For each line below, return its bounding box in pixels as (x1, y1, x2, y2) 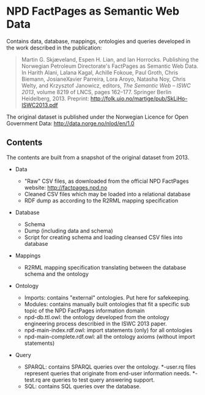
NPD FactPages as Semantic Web (6, 4, 179, 18)
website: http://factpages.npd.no (24, 183, 108, 191)
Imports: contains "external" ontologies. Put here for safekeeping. (24, 293, 190, 301)
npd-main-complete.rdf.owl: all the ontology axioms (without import (24, 333, 195, 340)
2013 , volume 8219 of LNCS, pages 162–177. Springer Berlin (21, 88, 172, 95)
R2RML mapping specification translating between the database (24, 264, 187, 271)
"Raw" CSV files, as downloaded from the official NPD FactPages (24, 177, 189, 185)
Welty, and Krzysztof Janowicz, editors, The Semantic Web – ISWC (21, 81, 191, 89)
